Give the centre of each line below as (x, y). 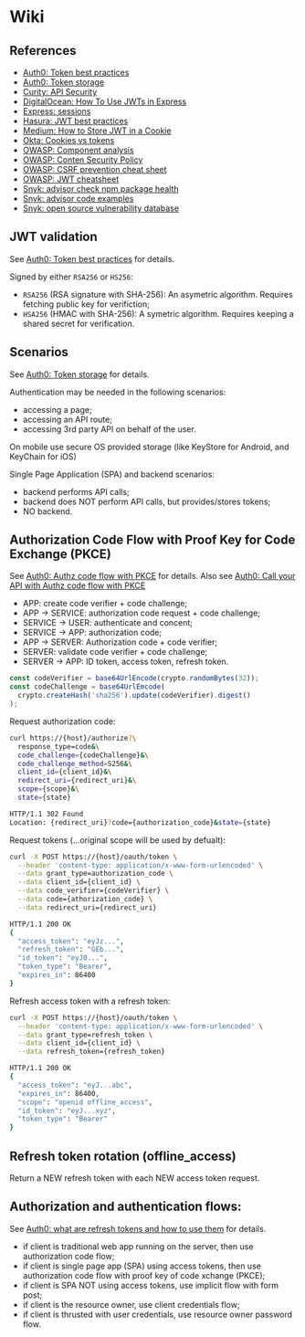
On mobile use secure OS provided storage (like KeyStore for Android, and (149, 447)
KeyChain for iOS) (43, 456)
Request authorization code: (63, 721)
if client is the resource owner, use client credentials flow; (131, 1304)
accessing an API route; (67, 419)
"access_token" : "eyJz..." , (71, 941)
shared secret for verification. (79, 323)
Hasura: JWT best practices (75, 121)
